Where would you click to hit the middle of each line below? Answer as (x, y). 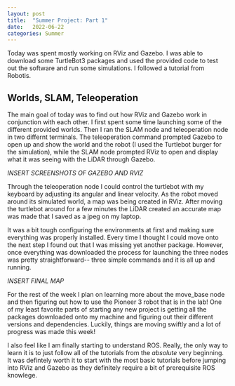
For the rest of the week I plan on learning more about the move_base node (116, 295)
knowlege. (22, 375)
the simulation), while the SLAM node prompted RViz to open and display (113, 152)
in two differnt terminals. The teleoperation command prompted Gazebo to (115, 137)
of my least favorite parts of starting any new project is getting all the (107, 310)
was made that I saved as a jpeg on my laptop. (74, 217)
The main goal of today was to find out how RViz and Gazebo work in (107, 115)
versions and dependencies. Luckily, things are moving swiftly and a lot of (114, 324)
